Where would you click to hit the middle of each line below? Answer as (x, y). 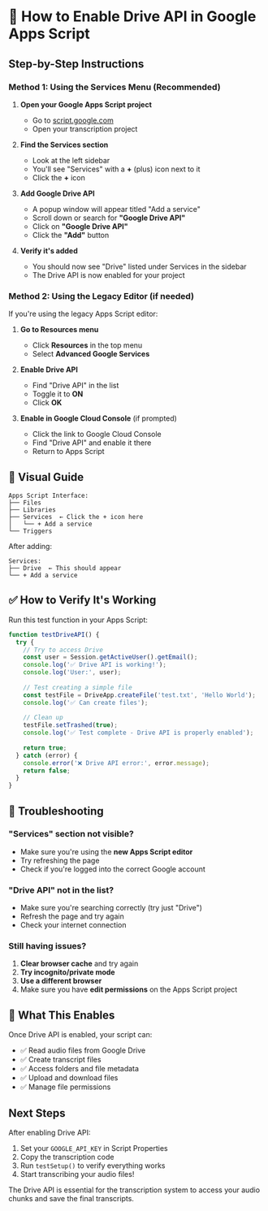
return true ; (45, 748)
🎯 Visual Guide (46, 477)
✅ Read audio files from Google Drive (83, 1050)
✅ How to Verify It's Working (82, 600)
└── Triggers (30, 531)
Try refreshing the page (60, 860)
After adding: (30, 546)
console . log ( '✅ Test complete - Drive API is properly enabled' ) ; (138, 733)
